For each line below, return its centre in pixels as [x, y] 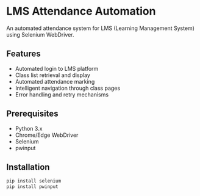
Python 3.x [29, 128]
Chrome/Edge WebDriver [47, 135]
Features [23, 54]
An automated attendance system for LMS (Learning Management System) [101, 28]
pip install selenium [34, 181]
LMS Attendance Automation [81, 11]
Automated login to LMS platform [57, 68]
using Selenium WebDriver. [40, 34]
